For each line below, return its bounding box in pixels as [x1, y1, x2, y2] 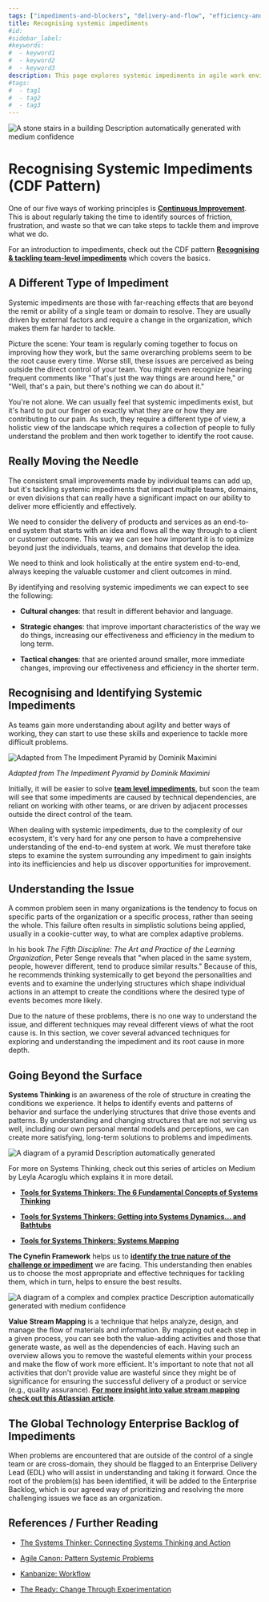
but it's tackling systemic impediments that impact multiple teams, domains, [8, 484, 259, 494]
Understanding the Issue [8, 882, 134, 896]
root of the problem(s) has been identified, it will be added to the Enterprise [8, 1476, 258, 1486]
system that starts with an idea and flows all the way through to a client [22, 525, 258, 535]
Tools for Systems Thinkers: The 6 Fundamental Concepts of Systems [19, 1188, 259, 1197]
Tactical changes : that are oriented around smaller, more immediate [19, 654, 246, 664]
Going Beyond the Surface [8, 1068, 143, 1082]
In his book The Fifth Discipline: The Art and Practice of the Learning [8, 945, 235, 954]
